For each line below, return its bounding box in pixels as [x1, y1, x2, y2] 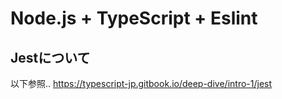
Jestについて [10, 49, 91, 66]
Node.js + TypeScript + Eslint [10, 7, 258, 30]
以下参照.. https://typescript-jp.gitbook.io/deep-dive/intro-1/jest [10, 78, 273, 89]
